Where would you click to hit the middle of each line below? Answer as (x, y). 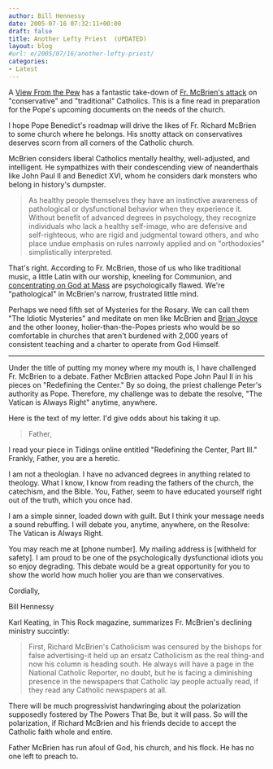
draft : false (30, 31)
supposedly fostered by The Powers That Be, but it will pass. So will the (128, 714)
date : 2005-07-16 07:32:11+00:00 (65, 24)
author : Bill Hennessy (47, 16)
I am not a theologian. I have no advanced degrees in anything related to (130, 474)
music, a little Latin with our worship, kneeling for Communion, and (120, 276)
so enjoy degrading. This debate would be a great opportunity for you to (129, 566)
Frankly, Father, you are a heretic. (64, 458)
